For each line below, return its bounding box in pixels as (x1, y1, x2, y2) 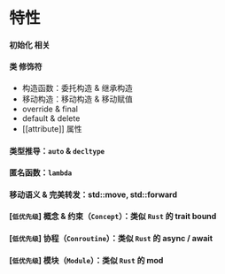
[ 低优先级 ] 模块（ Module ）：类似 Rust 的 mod (9, 255, 164, 265)
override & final (21, 103, 78, 114)
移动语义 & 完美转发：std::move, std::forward (9, 189, 178, 200)
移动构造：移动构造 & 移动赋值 (21, 94, 133, 104)
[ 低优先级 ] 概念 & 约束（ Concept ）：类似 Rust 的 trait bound (9, 211, 217, 222)
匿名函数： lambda (9, 167, 73, 178)
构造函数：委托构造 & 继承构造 (21, 82, 133, 93)
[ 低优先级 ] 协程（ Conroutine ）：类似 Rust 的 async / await (9, 232, 213, 243)
